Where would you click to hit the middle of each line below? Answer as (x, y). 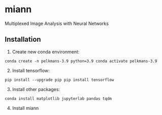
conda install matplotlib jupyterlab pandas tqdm (58, 98)
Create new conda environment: (46, 51)
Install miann (25, 108)
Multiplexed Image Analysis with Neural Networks (57, 23)
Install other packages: (36, 89)
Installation (23, 39)
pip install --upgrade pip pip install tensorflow (59, 80)
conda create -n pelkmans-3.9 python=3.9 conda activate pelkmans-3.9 (81, 61)
